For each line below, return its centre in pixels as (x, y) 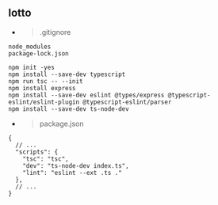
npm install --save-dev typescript (67, 74)
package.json (61, 123)
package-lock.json (38, 53)
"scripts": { (37, 152)
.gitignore (55, 32)
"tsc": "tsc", (46, 159)
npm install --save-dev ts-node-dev (69, 109)
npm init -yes (32, 67)
